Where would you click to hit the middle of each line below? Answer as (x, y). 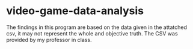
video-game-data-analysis (75, 11)
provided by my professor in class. (49, 40)
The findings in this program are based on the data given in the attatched (97, 27)
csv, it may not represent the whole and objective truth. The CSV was (92, 33)
